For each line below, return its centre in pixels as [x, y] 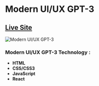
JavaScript [24, 74]
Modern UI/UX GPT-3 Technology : [48, 52]
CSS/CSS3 [24, 69]
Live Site [19, 28]
